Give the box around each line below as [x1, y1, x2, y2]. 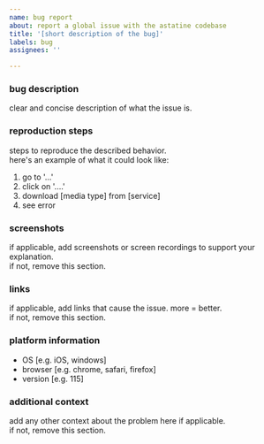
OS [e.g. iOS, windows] [21, 355, 107, 365]
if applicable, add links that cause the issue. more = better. [9, 302, 223, 314]
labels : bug [9, 37, 53, 47]
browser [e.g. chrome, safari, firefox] [21, 364, 156, 374]
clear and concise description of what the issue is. [9, 103, 192, 113]
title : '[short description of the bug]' [9, 29, 164, 38]
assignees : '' [9, 46, 62, 55]
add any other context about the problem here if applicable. [9, 415, 226, 425]
